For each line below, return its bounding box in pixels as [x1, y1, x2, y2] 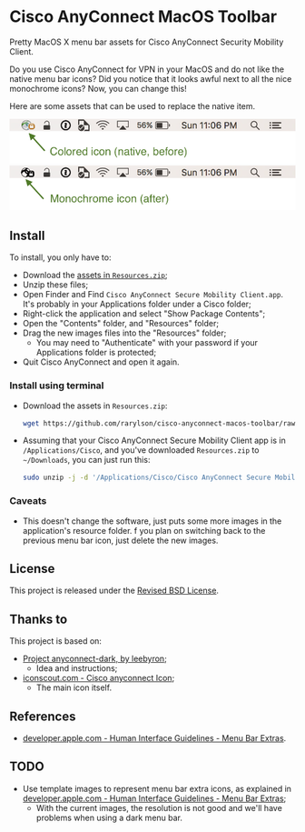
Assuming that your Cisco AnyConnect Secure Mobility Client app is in [22, 435, 286, 446]
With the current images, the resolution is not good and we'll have [35, 802, 283, 813]
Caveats [9, 495, 47, 507]
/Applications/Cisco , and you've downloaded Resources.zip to [22, 445, 260, 456]
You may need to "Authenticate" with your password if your [35, 337, 259, 348]
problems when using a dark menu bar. [35, 812, 183, 823]
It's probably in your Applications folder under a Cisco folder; [22, 298, 251, 310]
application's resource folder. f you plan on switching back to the [22, 525, 266, 536]
